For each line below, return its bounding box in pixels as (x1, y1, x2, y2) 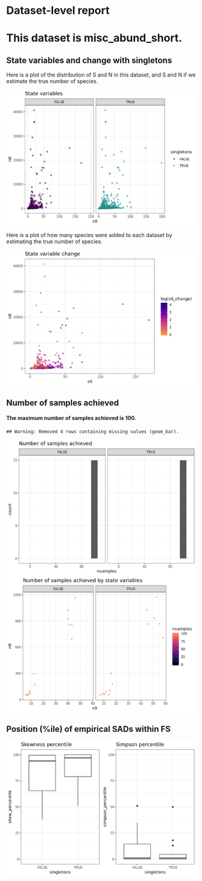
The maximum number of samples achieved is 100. (6, 415, 137, 422)
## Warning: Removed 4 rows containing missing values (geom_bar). (6, 428, 180, 434)
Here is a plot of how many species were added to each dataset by (6, 232, 172, 239)
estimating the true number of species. (6, 238, 103, 245)
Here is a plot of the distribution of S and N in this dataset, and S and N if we (6, 71, 196, 78)
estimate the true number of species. (6, 78, 98, 85)
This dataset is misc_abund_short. (6, 31, 183, 45)
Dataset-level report (6, 4, 110, 17)
